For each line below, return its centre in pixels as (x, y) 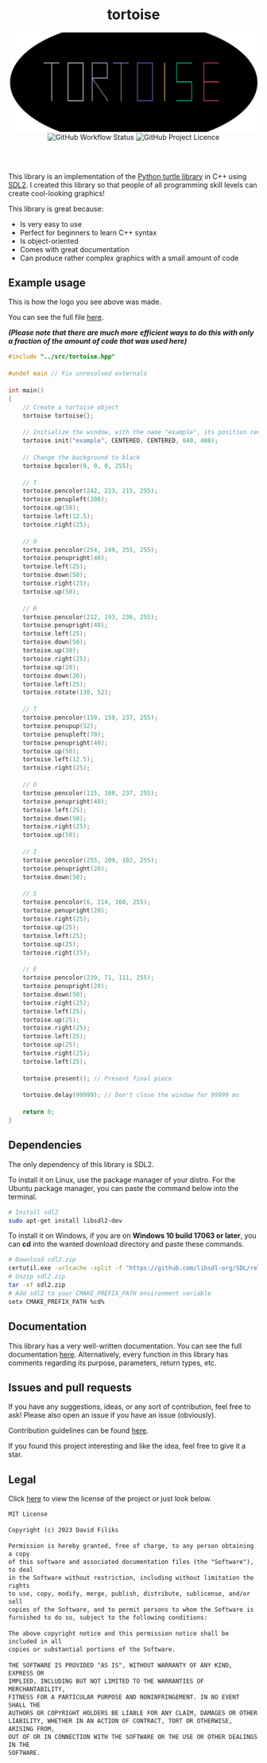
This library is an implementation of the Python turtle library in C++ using (128, 176)
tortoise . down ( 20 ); (55, 675)
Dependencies (45, 1145)
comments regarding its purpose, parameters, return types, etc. (112, 1363)
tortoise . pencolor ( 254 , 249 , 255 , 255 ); (90, 550)
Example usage (47, 283)
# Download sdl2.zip (43, 1260)
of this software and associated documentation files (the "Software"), (131, 1562)
